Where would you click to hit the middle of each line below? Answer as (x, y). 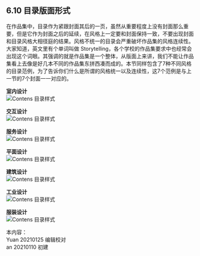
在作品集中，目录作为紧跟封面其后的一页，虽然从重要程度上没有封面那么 (95, 26)
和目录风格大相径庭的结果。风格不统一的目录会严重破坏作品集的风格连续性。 (100, 41)
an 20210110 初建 (27, 247)
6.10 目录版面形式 (38, 11)
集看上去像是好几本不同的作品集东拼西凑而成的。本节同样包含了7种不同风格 (99, 63)
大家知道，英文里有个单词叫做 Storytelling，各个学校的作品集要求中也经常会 (99, 48)
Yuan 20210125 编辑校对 (36, 239)
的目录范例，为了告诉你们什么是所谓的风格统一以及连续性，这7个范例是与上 (99, 71)
